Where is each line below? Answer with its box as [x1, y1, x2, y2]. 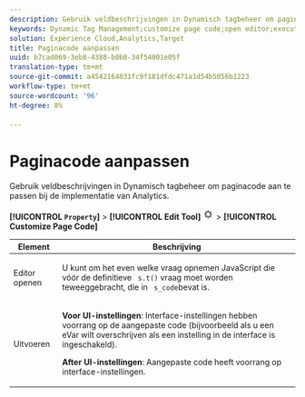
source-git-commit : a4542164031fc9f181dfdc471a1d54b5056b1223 [9, 73, 250, 82]
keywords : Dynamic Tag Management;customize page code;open [9, 24, 242, 34]
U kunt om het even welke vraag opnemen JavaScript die [62, 263, 275, 273]
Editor [13, 267, 36, 278]
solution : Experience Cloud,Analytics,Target [9, 34, 184, 43]
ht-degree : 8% [9, 101, 64, 110]
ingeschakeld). [62, 339, 118, 350]
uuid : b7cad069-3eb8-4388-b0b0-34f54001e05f [9, 53, 181, 63]
